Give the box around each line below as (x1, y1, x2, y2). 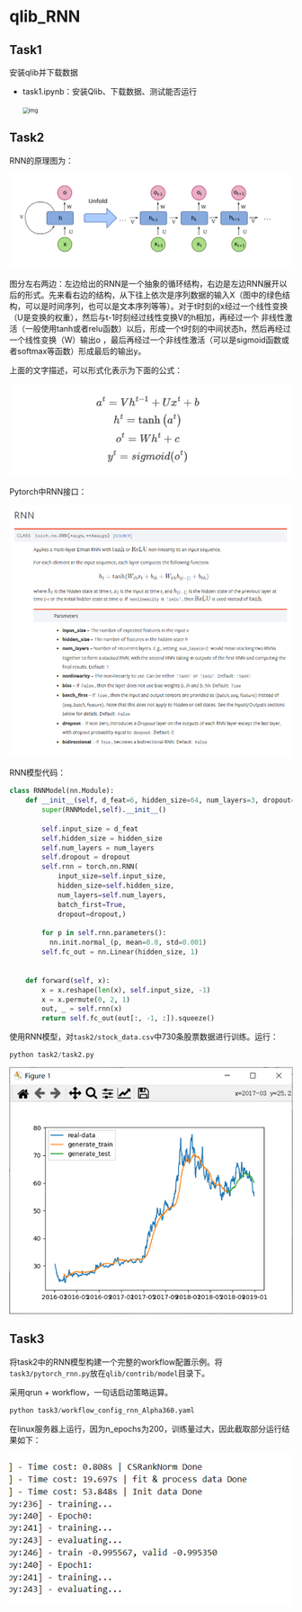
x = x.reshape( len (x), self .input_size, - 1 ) (41, 985, 211, 994)
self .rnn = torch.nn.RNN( (41, 862, 139, 871)
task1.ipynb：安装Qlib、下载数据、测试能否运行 (22, 86, 198, 96)
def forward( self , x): (25, 975, 111, 985)
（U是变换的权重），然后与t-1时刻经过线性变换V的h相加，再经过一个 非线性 (9, 312, 285, 323)
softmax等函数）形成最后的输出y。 (16, 345, 147, 356)
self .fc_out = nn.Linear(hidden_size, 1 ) (41, 948, 200, 957)
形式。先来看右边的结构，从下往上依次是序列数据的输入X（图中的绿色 (24, 289, 283, 300)
